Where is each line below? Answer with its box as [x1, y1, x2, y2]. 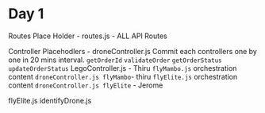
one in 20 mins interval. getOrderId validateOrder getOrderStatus [8, 55, 222, 64]
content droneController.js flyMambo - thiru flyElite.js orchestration [8, 72, 238, 81]
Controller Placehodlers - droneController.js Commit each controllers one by [8, 46, 258, 56]
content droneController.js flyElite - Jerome [8, 80, 163, 90]
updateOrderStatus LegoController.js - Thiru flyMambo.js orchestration [8, 63, 237, 72]
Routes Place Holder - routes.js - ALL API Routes [8, 31, 168, 41]
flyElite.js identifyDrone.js [8, 95, 92, 105]
